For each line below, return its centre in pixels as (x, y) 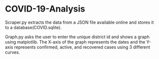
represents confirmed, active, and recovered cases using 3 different (82, 47)
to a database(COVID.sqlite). (33, 27)
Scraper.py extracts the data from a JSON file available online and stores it (79, 22)
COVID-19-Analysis (45, 9)
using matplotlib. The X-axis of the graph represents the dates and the (75, 42)
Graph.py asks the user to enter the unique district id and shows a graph (77, 37)
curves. (13, 52)
